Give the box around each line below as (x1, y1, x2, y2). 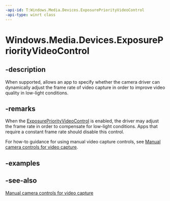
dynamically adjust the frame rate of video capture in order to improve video (5, 84, 165, 90)
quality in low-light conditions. (5, 90, 69, 96)
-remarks (5, 104, 36, 113)
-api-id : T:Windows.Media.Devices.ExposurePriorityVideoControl (5, 7, 145, 13)
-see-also (5, 177, 37, 185)
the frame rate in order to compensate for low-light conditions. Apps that (5, 123, 158, 130)
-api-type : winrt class (5, 12, 56, 17)
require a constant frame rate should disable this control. (5, 129, 125, 135)
